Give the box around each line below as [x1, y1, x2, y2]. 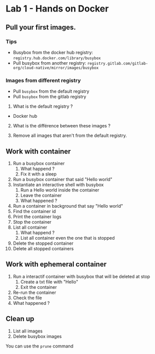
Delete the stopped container [13, 240, 74, 246]
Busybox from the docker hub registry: [13, 49, 93, 55]
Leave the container [20, 192, 62, 198]
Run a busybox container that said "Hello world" [13, 176, 112, 182]
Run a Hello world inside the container [20, 187, 99, 193]
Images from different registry [6, 77, 81, 84]
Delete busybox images [13, 333, 62, 339]
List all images [13, 328, 43, 334]
